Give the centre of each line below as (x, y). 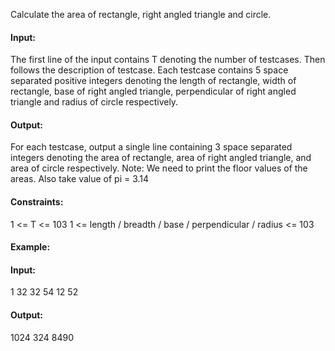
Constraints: (37, 202)
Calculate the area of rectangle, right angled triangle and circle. (141, 14)
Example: (30, 247)
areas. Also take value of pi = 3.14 (80, 179)
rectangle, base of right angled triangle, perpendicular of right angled (153, 91)
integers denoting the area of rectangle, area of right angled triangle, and (161, 158)
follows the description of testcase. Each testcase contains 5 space (149, 70)
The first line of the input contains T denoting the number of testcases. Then (168, 60)
